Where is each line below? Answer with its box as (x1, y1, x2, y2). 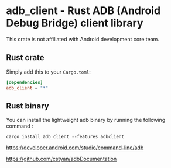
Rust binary (6, 101, 50, 111)
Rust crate (6, 52, 45, 62)
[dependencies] (6, 79, 43, 85)
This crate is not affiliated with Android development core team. (6, 36, 160, 43)
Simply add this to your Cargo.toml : (6, 68, 91, 75)
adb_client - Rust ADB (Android (6, 4, 161, 17)
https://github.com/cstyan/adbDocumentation (6, 156, 117, 163)
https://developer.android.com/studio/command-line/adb (6, 144, 144, 151)
